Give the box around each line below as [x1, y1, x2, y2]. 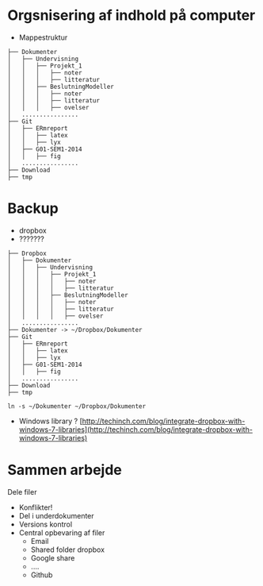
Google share [30, 553, 75, 562]
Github [30, 570, 53, 580]
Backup [7, 199, 59, 218]
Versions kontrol [18, 519, 73, 529]
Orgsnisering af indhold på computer [7, 6, 256, 25]
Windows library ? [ [18, 416, 82, 426]
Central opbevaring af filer [18, 527, 105, 538]
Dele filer [7, 487, 37, 496]
